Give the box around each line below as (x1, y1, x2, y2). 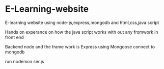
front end (5, 34, 24, 40)
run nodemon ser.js (5, 58, 44, 64)
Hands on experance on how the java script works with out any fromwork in (5, 29, 158, 35)
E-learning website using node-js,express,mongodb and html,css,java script (5, 20, 160, 25)
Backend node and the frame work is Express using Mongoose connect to (5, 44, 155, 49)
